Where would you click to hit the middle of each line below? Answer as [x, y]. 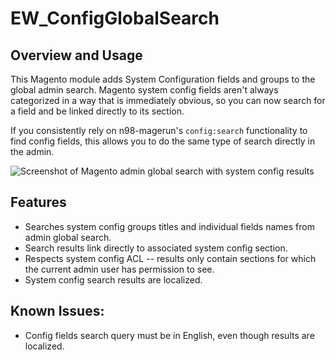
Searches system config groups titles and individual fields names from [169, 226]
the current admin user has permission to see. [119, 269]
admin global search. [68, 237]
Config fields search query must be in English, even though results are [169, 335]
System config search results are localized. [113, 279]
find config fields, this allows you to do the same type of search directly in [163, 141]
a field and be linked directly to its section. [97, 111]
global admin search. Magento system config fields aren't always [144, 90]
